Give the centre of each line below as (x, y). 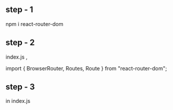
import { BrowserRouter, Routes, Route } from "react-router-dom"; (86, 68)
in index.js (18, 101)
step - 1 (19, 10)
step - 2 (20, 43)
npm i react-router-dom (34, 24)
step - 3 (20, 87)
